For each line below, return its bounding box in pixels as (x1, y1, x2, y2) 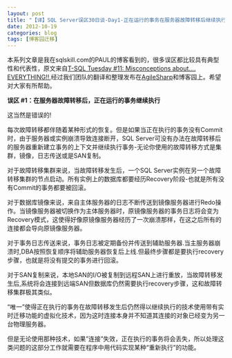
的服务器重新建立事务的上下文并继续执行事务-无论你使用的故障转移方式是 (7, 143, 216, 151)
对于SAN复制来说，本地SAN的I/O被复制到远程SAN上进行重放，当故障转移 (7, 271, 217, 279)
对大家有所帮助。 (7, 82, 56, 90)
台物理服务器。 (7, 320, 50, 328)
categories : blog (7, 29, 57, 37)
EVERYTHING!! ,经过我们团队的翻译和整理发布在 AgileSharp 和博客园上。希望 (7, 73, 222, 82)
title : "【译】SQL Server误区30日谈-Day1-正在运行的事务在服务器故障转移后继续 (7, 17, 216, 23)
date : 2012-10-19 (7, 23, 57, 30)
